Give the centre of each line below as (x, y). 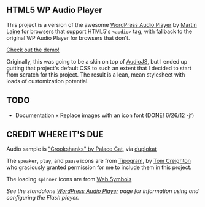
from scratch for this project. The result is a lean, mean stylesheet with (96, 74)
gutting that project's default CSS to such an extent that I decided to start (99, 68)
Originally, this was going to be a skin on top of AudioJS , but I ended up (97, 61)
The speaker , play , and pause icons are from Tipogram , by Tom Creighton (99, 161)
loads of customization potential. (48, 81)
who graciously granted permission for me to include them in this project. (99, 167)
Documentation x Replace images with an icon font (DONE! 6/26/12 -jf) (105, 115)
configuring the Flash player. (43, 198)
